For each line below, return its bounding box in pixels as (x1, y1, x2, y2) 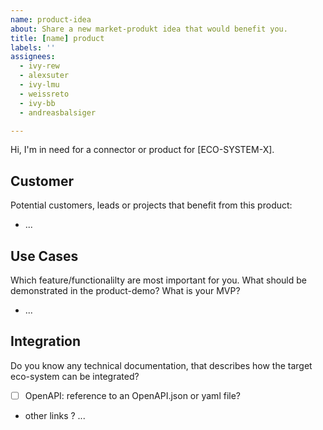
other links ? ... (24, 409, 86, 421)
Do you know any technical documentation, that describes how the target (10, 359, 313, 371)
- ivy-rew (19, 61, 60, 71)
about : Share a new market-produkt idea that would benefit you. (10, 24, 288, 34)
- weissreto (19, 89, 70, 99)
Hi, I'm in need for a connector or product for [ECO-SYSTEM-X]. (10, 144, 275, 156)
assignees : (10, 52, 56, 62)
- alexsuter (19, 71, 70, 81)
